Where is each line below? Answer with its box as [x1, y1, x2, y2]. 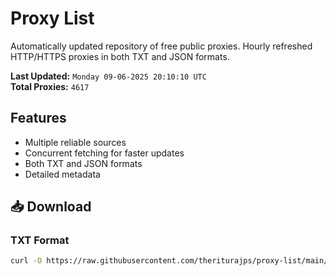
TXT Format [10, 233, 70, 247]
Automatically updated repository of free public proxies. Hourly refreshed [10, 40, 313, 52]
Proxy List [10, 7, 95, 30]
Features [10, 110, 67, 127]
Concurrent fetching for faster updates [24, 147, 185, 159]
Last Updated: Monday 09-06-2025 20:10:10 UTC [10, 70, 207, 82]
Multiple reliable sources [24, 136, 127, 148]
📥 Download [10, 198, 92, 216]
